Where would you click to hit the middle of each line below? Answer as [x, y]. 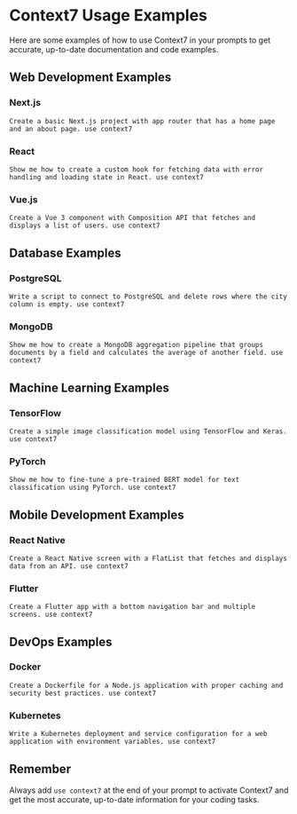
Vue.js [23, 199]
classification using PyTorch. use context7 [93, 488]
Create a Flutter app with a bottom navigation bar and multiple [132, 607]
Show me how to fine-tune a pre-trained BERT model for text [125, 480]
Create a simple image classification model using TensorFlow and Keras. [148, 431]
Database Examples [65, 253]
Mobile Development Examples [97, 514]
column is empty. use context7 [67, 304]
